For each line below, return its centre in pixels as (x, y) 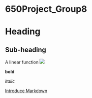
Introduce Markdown (26, 91)
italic (10, 81)
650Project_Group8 (46, 9)
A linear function (22, 62)
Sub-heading (26, 49)
